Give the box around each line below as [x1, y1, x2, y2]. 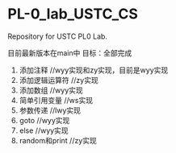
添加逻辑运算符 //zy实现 [19, 75, 98, 85]
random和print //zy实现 [19, 135, 98, 145]
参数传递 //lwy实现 [19, 105, 82, 115]
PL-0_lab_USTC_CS [7, 5, 139, 23]
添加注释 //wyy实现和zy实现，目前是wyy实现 [19, 65, 169, 75]
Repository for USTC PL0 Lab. [7, 31, 108, 41]
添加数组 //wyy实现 [19, 85, 84, 95]
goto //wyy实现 [19, 115, 70, 125]
